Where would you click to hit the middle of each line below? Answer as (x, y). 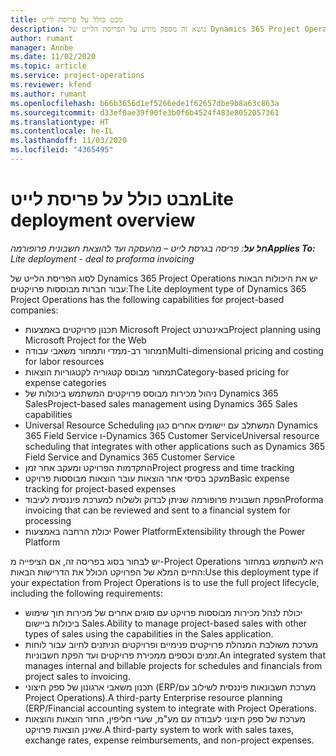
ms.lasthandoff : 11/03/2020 (69, 141)
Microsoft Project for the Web (85, 340)
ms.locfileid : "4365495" (62, 150)
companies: (34, 310)
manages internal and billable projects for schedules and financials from (173, 665)
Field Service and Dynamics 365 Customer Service (130, 457)
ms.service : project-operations (77, 76)
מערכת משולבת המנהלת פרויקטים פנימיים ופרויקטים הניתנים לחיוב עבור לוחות (171, 644)
